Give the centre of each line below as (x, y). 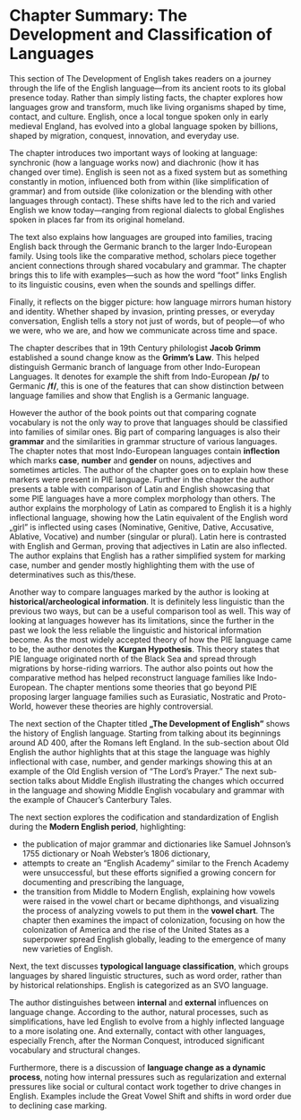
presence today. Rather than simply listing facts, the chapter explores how (146, 97)
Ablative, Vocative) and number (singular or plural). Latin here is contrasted (148, 536)
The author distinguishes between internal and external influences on (139, 1002)
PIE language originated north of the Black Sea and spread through (133, 659)
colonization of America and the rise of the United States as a (136, 929)
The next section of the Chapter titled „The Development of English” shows (150, 723)
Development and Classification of (141, 34)
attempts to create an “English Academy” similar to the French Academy (155, 863)
